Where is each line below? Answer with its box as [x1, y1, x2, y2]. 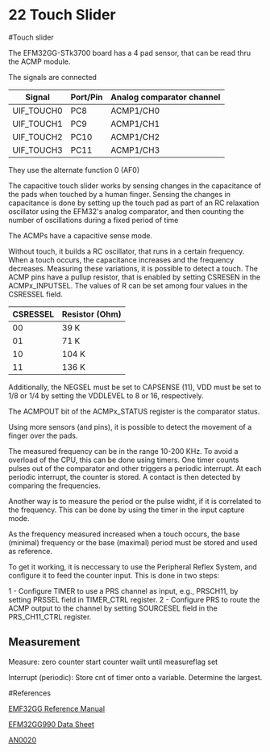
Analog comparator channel [110, 91, 221, 103]
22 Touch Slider [8, 6, 116, 24]
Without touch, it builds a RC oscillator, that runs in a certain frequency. [8, 246, 245, 256]
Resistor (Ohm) [61, 309, 123, 320]
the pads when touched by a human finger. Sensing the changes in [8, 189, 231, 199]
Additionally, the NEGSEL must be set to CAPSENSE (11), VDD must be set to [8, 382, 262, 392]
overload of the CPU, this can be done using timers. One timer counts [8, 455, 239, 464]
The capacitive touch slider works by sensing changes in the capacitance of [8, 180, 262, 191]
